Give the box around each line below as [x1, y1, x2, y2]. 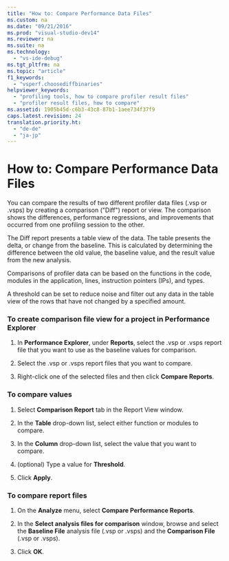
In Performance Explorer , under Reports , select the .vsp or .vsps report [17, 339, 222, 347]
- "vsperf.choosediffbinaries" [13, 81, 103, 87]
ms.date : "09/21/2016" [7, 23, 72, 30]
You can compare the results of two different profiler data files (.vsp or [7, 199, 208, 207]
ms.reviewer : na [7, 36, 54, 43]
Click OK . [17, 548, 45, 556]
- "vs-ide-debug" [13, 55, 63, 62]
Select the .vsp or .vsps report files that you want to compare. [17, 359, 193, 368]
